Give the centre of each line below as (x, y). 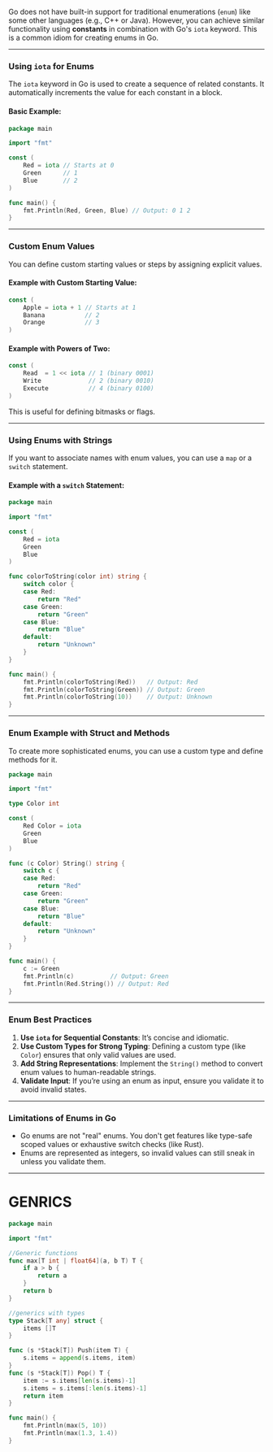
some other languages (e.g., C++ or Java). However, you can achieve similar (136, 20)
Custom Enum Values (52, 246)
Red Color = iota (52, 826)
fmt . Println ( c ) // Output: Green (96, 976)
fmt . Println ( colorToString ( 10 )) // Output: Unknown (118, 697)
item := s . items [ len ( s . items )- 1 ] (80, 1380)
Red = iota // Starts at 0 (69, 166)
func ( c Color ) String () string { (67, 863)
